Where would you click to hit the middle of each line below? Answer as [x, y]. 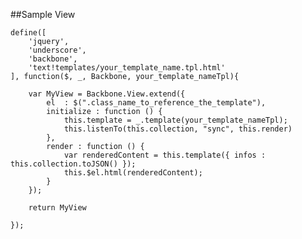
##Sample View [43, 14]
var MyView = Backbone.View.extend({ [107, 94]
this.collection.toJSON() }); [73, 164]
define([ [28, 33]
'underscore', [57, 50]
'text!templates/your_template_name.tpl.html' [127, 68]
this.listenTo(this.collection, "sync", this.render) [178, 129]
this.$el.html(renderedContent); [133, 173]
